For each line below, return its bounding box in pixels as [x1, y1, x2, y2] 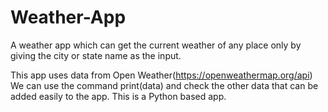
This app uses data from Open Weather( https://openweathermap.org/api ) [10, 69, 313, 81]
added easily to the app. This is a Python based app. [10, 90, 227, 102]
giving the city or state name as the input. [10, 49, 182, 61]
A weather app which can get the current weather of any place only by [10, 39, 302, 51]
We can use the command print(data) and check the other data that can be [10, 79, 319, 91]
